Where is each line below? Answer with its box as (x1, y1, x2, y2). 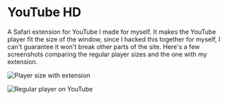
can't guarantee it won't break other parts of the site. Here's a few (7, 42, 200, 51)
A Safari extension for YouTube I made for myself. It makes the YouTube (7, 27, 216, 36)
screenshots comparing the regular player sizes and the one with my (7, 50, 207, 58)
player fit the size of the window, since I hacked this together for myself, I (7, 35, 221, 43)
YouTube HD (7, 4, 81, 20)
